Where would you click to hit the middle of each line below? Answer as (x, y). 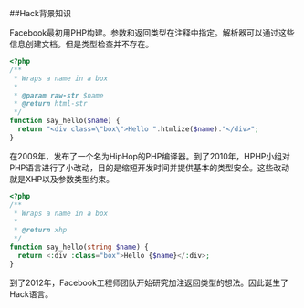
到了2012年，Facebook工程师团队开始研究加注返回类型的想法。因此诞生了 (149, 282)
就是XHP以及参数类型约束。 (62, 179)
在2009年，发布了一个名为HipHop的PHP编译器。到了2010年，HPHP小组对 (150, 156)
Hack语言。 (31, 293)
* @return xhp (40, 231)
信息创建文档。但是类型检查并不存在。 (81, 44)
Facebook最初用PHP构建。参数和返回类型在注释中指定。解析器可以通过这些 (152, 33)
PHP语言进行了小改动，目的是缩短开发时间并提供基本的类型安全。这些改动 (150, 168)
